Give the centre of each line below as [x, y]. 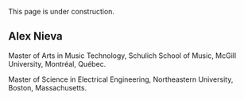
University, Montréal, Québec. [57, 63]
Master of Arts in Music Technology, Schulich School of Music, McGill [122, 56]
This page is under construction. [62, 12]
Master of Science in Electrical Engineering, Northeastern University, [121, 79]
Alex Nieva [36, 36]
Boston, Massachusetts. [48, 87]
